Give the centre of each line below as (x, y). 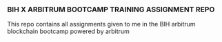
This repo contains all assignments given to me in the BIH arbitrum (101, 24)
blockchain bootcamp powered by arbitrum (68, 31)
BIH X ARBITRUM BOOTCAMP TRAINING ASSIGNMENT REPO (111, 9)
